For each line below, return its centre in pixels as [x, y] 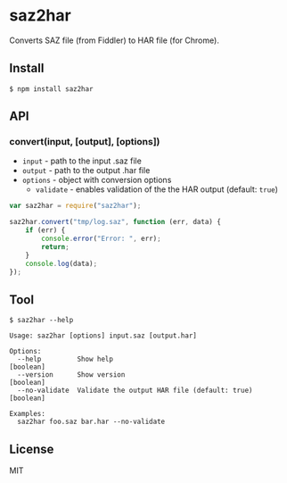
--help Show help [66, 359]
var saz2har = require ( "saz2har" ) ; [75, 206]
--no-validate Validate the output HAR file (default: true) [135, 391]
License [32, 449]
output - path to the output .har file [86, 171]
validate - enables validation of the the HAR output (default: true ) [157, 189]
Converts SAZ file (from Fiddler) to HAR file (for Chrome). [115, 40]
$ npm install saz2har [51, 89]
